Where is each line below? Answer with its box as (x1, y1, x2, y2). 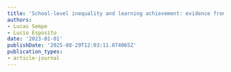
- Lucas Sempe (7, 23, 48, 29)
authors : (7, 16, 32, 23)
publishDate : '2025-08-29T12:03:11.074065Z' (7, 42, 137, 49)
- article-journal (7, 55, 60, 62)
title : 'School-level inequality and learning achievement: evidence (7, 10, 211, 17)
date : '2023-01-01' (7, 36, 63, 43)
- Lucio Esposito (7, 29, 57, 36)
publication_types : (7, 49, 63, 56)
